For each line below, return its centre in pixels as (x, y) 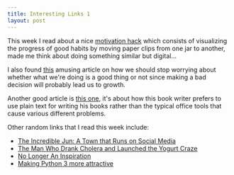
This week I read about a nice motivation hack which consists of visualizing (117, 40)
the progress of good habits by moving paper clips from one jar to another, (116, 48)
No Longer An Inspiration (54, 156)
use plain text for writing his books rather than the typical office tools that (115, 106)
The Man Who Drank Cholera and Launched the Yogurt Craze (107, 148)
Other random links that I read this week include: (78, 127)
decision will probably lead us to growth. (67, 84)
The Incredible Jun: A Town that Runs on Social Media (96, 141)
